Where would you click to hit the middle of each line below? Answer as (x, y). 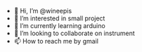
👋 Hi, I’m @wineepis (43, 11)
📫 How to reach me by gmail (56, 41)
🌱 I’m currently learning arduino (59, 26)
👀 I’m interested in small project (59, 18)
